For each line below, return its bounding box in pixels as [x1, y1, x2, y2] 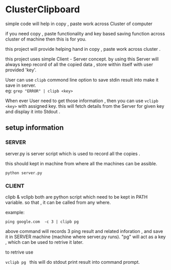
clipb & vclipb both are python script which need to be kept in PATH [5, 194, 148, 200]
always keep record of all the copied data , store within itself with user [5, 61, 154, 67]
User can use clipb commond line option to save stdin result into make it [5, 76, 159, 83]
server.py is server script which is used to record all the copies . [5, 150, 141, 157]
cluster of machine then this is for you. [5, 36, 87, 42]
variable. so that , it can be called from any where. [5, 199, 111, 205]
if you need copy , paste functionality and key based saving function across [5, 30, 165, 36]
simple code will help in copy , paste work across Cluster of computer [5, 21, 153, 27]
